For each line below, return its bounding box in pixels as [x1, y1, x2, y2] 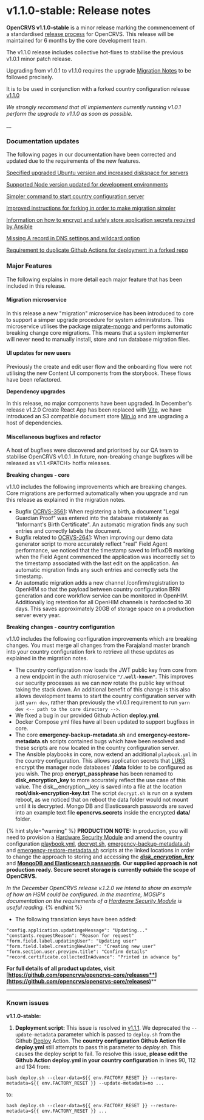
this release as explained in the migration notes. [6, 496, 126, 504]
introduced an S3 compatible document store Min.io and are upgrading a [6, 412, 188, 419]
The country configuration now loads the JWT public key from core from [15, 666, 197, 674]
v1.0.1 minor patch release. [6, 55, 73, 62]
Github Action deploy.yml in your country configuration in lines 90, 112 [15, 1057, 196, 1064]
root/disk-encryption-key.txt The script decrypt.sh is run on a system [15, 790, 193, 797]
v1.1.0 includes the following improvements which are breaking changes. [6, 483, 187, 491]
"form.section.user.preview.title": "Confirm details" [6, 949, 148, 955]
